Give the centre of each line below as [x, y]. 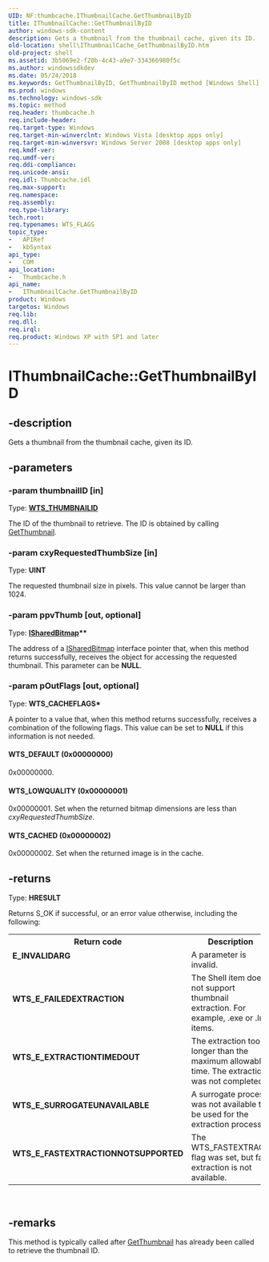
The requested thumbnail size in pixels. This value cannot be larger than [127, 586]
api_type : [25, 254]
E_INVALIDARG [42, 956]
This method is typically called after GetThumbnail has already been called [131, 1242]
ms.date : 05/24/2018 [43, 75]
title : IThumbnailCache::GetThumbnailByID [80, 23]
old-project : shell [41, 53]
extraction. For [219, 1008]
